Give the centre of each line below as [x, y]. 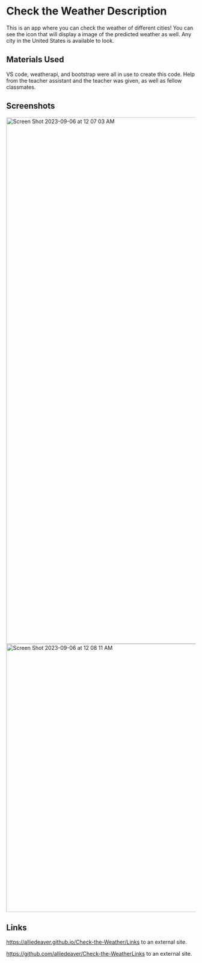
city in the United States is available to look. [60, 40]
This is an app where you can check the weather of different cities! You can [100, 28]
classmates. [21, 87]
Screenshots [31, 106]
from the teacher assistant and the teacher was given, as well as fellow [94, 80]
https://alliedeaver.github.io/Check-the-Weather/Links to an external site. [97, 942]
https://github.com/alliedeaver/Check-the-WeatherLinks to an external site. [99, 954]
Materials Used [35, 59]
